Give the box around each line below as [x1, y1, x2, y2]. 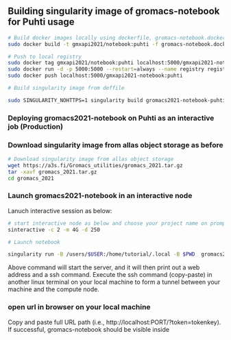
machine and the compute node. [8, 285, 100, 293]
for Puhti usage [8, 16, 75, 28]
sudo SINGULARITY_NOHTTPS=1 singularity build [8, 97, 143, 104]
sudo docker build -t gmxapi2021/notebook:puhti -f [8, 40, 158, 47]
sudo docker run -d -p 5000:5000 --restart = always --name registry [8, 66, 205, 73]
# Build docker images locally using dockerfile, [8, 34, 153, 41]
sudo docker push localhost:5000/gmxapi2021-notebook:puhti [8, 72, 184, 80]
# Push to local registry [8, 53, 82, 60]
